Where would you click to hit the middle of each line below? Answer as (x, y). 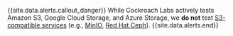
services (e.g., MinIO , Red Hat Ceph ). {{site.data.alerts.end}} (130, 25)
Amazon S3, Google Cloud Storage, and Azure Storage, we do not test (110, 18)
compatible (24, 25)
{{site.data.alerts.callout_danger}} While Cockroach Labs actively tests (111, 10)
